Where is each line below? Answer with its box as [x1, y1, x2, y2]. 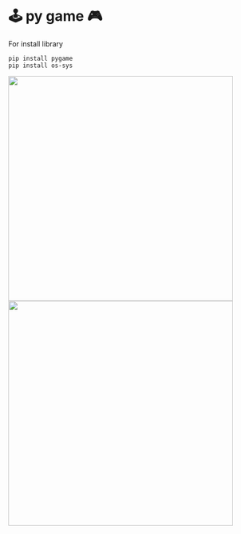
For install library [8, 38, 64, 49]
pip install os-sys [8, 62, 73, 70]
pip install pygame [8, 54, 73, 62]
